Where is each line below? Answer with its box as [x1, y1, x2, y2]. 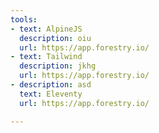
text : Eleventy [19, 89, 83, 99]
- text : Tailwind [10, 52, 83, 62]
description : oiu [19, 33, 92, 43]
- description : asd [10, 80, 92, 90]
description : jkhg [19, 61, 97, 71]
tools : [10, 14, 38, 25]
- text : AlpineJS [10, 24, 83, 34]
